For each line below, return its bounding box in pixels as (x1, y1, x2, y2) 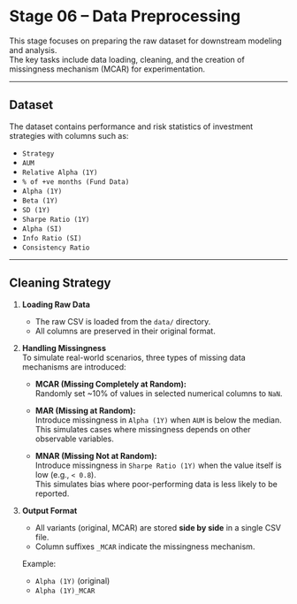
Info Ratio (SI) (21, 233, 82, 242)
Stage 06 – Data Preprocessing (9, 6, 241, 27)
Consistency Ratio (21, 243, 90, 252)
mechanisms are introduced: (21, 361, 126, 372)
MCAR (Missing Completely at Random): (34, 378, 187, 389)
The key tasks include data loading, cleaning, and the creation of (9, 54, 245, 65)
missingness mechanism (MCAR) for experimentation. (9, 64, 206, 74)
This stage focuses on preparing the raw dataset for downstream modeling (9, 35, 283, 46)
